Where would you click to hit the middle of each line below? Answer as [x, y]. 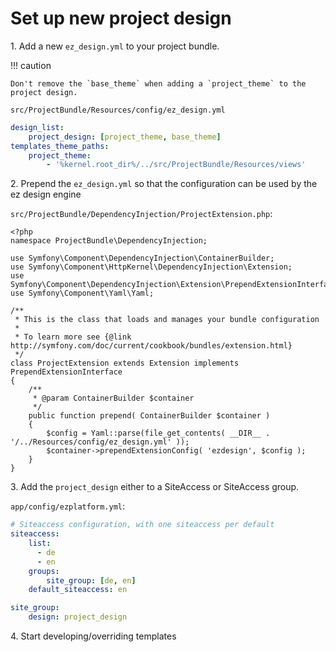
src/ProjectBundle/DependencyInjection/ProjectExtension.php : [141, 214]
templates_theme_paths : [60, 146]
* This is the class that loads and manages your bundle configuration [167, 320]
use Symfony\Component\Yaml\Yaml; [82, 293]
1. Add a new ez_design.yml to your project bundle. [115, 46]
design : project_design [78, 617]
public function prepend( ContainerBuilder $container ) [149, 416]
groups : [44, 571]
